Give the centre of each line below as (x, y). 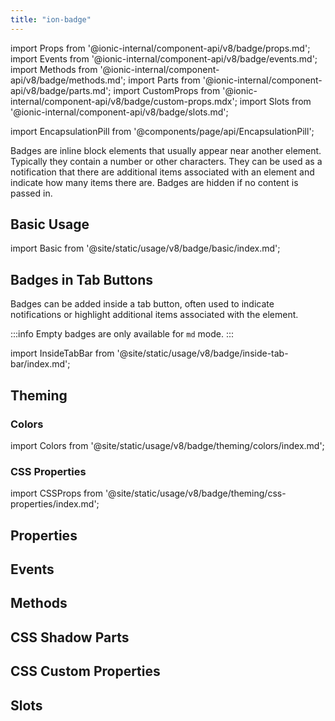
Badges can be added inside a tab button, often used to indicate (142, 304)
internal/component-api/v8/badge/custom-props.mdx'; (124, 101)
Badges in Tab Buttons (82, 279)
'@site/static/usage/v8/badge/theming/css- (195, 493)
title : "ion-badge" (51, 19)
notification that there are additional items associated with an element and (162, 172)
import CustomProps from (167, 90)
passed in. (31, 193)
